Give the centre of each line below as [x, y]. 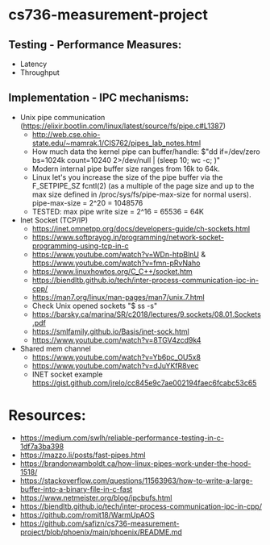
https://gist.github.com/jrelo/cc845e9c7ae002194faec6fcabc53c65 [144, 383]
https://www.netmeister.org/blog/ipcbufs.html [96, 497]
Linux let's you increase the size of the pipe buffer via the [127, 177]
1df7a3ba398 [42, 446]
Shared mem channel [55, 348]
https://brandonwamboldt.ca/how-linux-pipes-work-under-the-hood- [135, 463]
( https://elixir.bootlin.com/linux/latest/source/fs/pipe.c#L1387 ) [123, 126]
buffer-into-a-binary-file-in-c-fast [76, 489]
